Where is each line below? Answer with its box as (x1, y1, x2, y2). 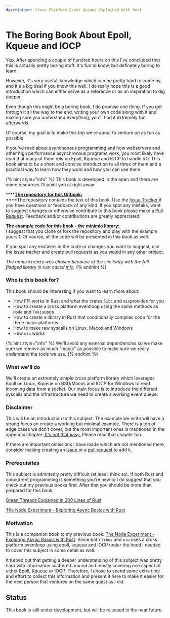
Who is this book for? (6, 277, 59, 284)
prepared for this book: (6, 487, 54, 493)
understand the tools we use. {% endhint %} (6, 351, 99, 357)
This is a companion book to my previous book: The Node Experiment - (6, 531, 155, 537)
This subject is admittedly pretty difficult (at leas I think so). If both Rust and (6, 471, 164, 477)
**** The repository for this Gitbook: (6, 191, 82, 197)
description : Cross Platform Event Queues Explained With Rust (6, 7, 142, 13)
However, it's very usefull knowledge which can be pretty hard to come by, (6, 77, 162, 84)
